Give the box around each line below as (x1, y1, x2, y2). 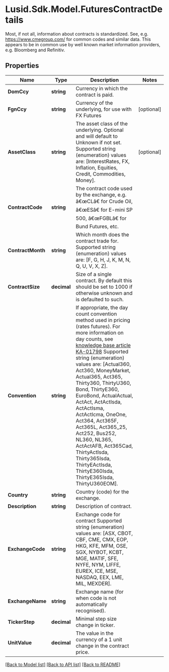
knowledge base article (75, 342, 131, 349)
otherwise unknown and (75, 289, 133, 296)
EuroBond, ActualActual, (75, 392, 133, 399)
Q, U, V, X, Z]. (75, 263, 108, 270)
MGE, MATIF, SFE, (75, 555, 119, 562)
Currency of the (75, 99, 113, 106)
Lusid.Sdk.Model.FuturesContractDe (5, 4, 162, 15)
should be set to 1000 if (75, 283, 133, 290)
